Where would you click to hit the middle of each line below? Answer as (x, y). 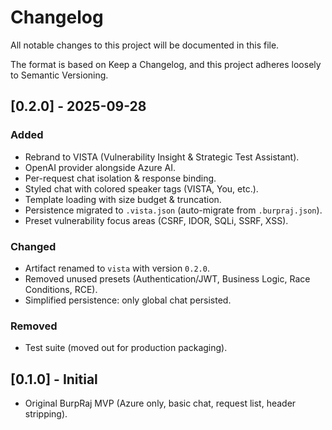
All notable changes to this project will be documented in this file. (145, 45)
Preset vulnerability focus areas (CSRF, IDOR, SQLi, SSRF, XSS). (156, 220)
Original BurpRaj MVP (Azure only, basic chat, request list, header (160, 403)
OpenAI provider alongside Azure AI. (100, 167)
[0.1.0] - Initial (54, 379)
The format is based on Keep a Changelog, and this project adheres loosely (166, 64)
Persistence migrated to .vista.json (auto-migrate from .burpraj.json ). (173, 210)
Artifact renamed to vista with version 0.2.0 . (117, 268)
